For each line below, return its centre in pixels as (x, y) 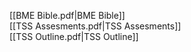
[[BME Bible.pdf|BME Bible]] (67, 15)
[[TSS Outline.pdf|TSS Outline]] (74, 36)
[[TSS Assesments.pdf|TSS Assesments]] (95, 26)
